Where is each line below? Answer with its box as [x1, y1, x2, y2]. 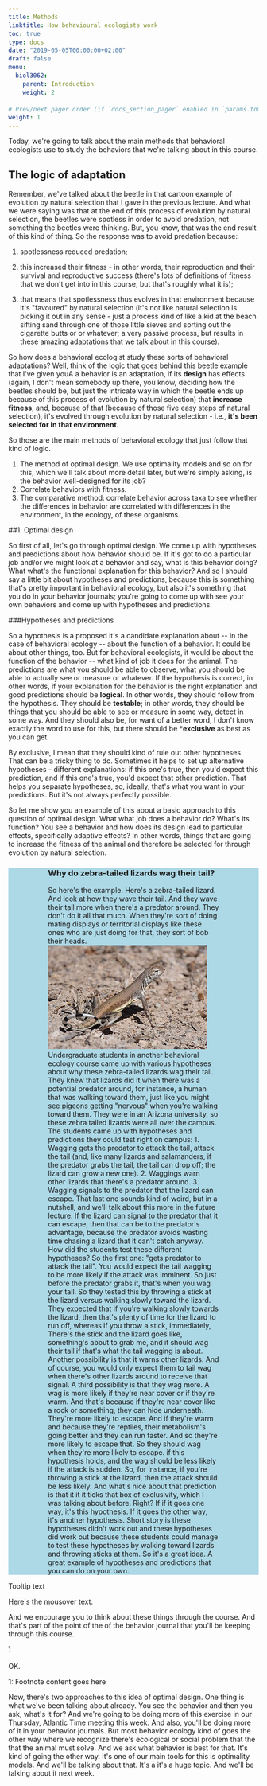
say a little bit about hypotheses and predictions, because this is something [8, 574, 255, 584]
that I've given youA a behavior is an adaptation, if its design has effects [8, 369, 245, 378]
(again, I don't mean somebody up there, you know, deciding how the [8, 377, 236, 387]
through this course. [8, 1629, 75, 1639]
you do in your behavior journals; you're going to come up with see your [8, 591, 245, 601]
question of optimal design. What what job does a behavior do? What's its [8, 813, 250, 823]
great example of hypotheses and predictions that [48, 1558, 211, 1567]
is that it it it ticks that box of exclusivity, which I [48, 1490, 204, 1499]
